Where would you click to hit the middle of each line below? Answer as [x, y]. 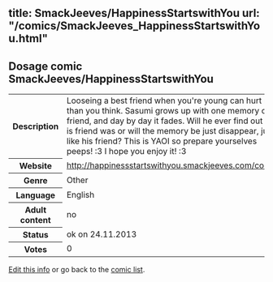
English [80, 194]
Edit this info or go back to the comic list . [77, 269]
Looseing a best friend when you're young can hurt [164, 100]
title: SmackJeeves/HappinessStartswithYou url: [134, 13]
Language [35, 195]
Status [35, 234]
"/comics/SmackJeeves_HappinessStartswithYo [134, 26]
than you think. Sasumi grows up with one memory [163, 111]
